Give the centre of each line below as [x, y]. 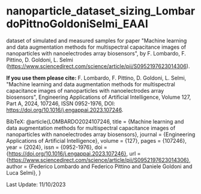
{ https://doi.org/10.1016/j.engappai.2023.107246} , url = [73, 153]
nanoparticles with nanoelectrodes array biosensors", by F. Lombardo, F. [96, 53]
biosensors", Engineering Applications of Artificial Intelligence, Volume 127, [98, 97]
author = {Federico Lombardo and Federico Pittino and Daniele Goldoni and [99, 166]
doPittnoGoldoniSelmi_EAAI [77, 24]
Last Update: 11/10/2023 [36, 184]
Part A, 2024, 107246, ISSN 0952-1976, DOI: [61, 103]
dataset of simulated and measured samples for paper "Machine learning [97, 40]
